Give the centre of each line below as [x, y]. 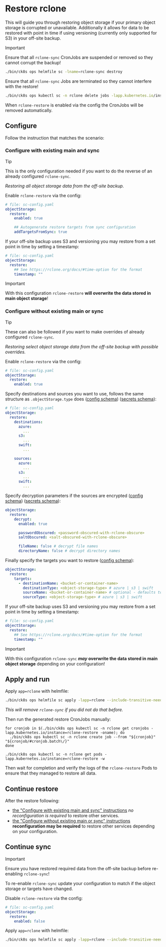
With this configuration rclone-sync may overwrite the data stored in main [82, 658]
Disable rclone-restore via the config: [44, 898]
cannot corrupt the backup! [33, 62]
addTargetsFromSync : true [41, 232]
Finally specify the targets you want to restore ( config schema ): [70, 560]
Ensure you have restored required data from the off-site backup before [78, 868]
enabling [14, 874]
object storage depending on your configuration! [55, 664]
